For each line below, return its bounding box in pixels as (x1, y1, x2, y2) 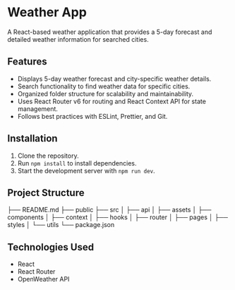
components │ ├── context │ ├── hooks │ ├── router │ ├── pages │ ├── (7, 213, 228, 221)
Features (7, 56, 47, 68)
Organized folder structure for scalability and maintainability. (17, 89, 194, 98)
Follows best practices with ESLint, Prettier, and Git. (17, 112, 168, 120)
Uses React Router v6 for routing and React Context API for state (17, 97, 207, 105)
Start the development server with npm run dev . (17, 166, 155, 175)
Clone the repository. (17, 151, 79, 160)
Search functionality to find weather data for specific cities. (17, 82, 191, 91)
